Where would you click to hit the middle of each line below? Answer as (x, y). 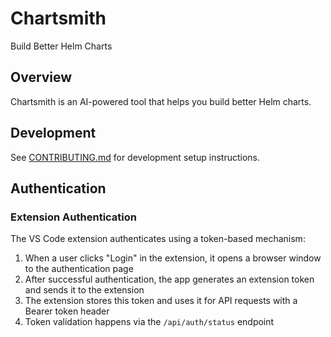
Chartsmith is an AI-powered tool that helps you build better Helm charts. (161, 101)
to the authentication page (79, 269)
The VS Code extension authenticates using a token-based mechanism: (158, 239)
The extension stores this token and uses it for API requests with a (161, 301)
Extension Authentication (74, 217)
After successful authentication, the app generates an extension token (169, 279)
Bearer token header (67, 311)
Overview (41, 77)
